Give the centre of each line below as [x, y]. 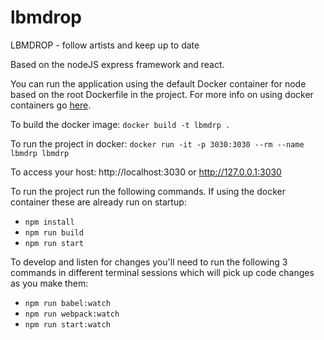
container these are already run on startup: [98, 202]
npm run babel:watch [67, 303]
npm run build [54, 232]
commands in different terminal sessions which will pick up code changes [162, 272]
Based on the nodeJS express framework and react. [117, 64]
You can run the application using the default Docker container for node [158, 83]
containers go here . [51, 105]
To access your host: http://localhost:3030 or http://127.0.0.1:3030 [146, 172]
